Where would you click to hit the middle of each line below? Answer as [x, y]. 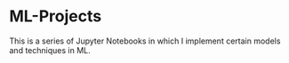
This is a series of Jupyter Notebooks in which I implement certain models [145, 41]
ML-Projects [56, 16]
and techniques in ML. [50, 50]
